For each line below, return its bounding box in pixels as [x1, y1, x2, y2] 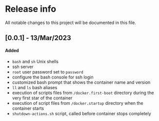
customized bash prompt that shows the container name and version [12, 79, 151, 85]
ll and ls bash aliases [12, 84, 58, 90]
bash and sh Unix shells [12, 58, 59, 64]
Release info [5, 3, 57, 15]
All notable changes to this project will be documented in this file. [5, 20, 137, 25]
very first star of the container [12, 95, 73, 101]
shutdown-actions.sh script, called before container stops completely [12, 110, 151, 116]
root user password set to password [12, 69, 84, 74]
